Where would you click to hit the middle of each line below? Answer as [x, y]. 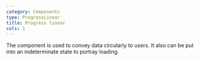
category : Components [33, 12]
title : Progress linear [36, 23]
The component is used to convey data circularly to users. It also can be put [100, 45]
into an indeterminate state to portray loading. [63, 52]
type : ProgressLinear [33, 17]
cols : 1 [16, 28]
